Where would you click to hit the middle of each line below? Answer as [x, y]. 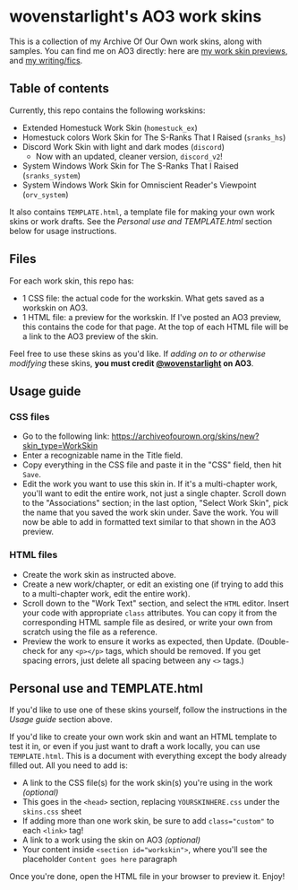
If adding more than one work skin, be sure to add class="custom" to [148, 821]
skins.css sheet [52, 811]
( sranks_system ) [51, 175]
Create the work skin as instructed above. [99, 574]
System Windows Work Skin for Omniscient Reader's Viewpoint [139, 185]
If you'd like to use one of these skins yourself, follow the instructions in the [149, 710]
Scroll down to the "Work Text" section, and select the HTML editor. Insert [155, 603]
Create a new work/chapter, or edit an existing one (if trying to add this [153, 584]
